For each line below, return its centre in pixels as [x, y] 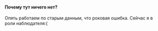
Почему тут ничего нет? [31, 7]
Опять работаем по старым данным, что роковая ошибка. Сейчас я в [79, 18]
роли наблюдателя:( [26, 23]
